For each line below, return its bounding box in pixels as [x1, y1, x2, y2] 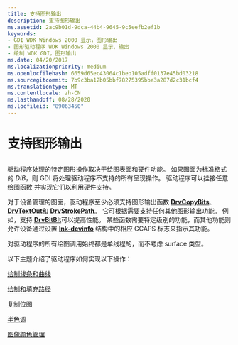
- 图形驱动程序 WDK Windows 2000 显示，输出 [7, 43, 129, 50]
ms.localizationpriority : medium [7, 63, 107, 70]
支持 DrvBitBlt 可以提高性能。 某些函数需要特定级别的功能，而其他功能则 [19, 216, 231, 224]
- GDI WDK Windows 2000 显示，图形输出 [7, 37, 118, 44]
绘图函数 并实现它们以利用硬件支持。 [7, 182, 115, 192]
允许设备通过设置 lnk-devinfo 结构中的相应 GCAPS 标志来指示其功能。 [7, 224, 214, 233]
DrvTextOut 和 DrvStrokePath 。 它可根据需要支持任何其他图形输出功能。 [7, 207, 221, 215]
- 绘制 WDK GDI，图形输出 [7, 50, 77, 57]
